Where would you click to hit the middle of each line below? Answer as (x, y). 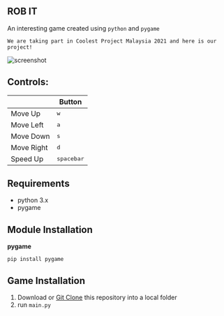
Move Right (29, 147)
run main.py (34, 305)
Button (70, 102)
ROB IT (22, 12)
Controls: (28, 82)
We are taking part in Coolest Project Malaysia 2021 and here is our (112, 41)
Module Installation (50, 230)
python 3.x (33, 200)
